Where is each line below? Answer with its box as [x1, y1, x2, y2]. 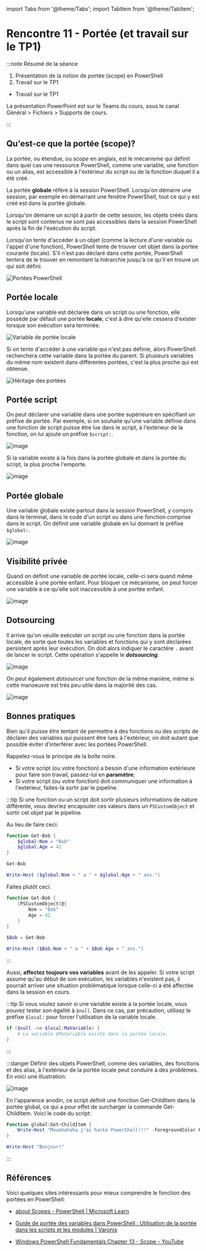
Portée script [6, 394, 58, 405]
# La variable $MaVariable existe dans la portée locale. [17, 1030, 169, 1037]
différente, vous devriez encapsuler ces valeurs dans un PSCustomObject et [6, 802, 195, 810]
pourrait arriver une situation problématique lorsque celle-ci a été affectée [6, 981, 194, 989]
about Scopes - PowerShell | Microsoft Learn [15, 1207, 129, 1215]
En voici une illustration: [6, 1072, 67, 1080]
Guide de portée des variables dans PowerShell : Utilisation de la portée [15, 1219, 197, 1226]
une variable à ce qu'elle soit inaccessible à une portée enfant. [6, 586, 165, 592]
